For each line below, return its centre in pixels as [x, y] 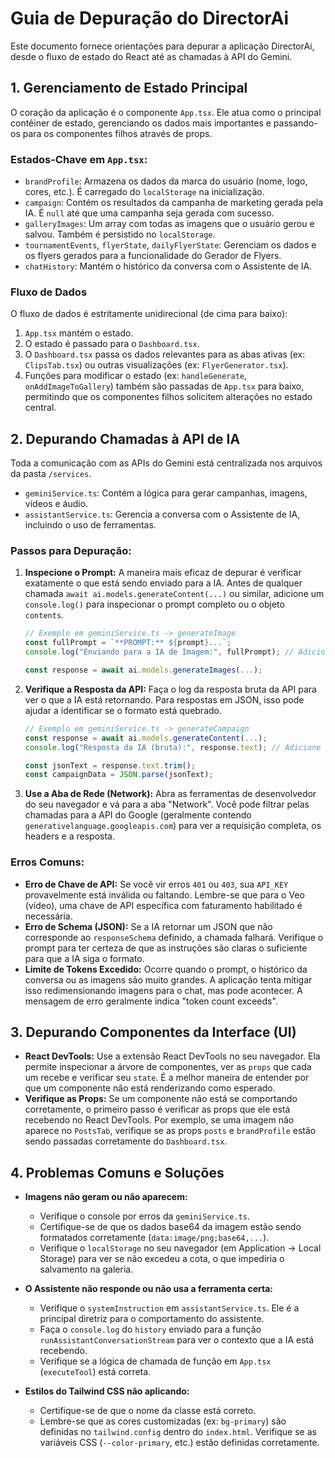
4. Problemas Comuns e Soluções [117, 1172]
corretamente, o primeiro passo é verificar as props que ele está [157, 1109]
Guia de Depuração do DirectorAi [150, 18]
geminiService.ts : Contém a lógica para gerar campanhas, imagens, [166, 493]
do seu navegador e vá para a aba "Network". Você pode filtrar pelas [167, 804]
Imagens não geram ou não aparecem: [106, 1197]
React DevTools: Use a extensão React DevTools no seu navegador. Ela [172, 1056]
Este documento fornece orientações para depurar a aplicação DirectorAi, [162, 46]
